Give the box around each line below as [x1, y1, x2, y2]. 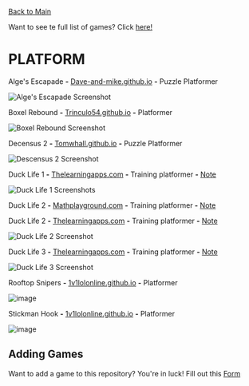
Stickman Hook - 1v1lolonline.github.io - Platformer [8, 308, 176, 318]
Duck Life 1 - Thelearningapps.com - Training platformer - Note [8, 169, 217, 179]
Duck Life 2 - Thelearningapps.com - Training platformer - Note [8, 216, 218, 225]
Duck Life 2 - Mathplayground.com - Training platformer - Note [8, 200, 216, 210]
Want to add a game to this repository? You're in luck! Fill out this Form [8, 368, 241, 378]
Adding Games [8, 348, 84, 361]
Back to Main [8, 7, 52, 16]
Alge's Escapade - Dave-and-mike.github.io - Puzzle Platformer [8, 76, 218, 86]
